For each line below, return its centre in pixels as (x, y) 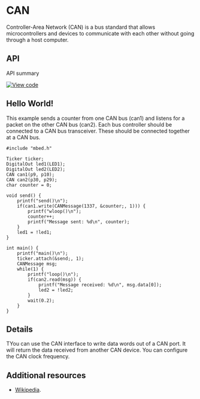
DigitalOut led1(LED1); (36, 164)
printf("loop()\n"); (53, 274)
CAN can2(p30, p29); (32, 180)
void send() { (24, 196)
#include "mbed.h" (29, 148)
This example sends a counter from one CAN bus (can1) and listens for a (96, 118)
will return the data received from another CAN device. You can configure (97, 350)
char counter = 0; (29, 185)
